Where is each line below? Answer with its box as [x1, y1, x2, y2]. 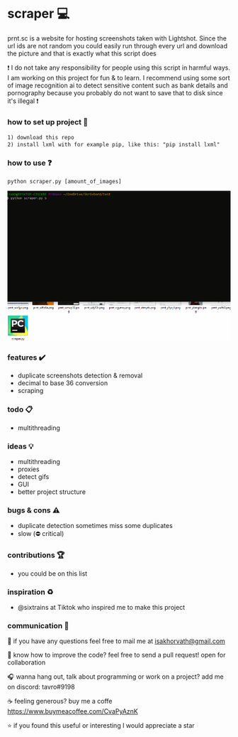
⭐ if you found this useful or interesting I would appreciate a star [7, 721, 195, 730]
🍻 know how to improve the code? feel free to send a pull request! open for [7, 651, 226, 660]
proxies [17, 465, 40, 473]
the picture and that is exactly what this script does [7, 49, 157, 58]
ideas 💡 [7, 441, 34, 451]
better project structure [17, 488, 86, 496]
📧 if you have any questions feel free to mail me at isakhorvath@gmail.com [7, 637, 225, 645]
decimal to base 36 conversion [17, 379, 108, 387]
